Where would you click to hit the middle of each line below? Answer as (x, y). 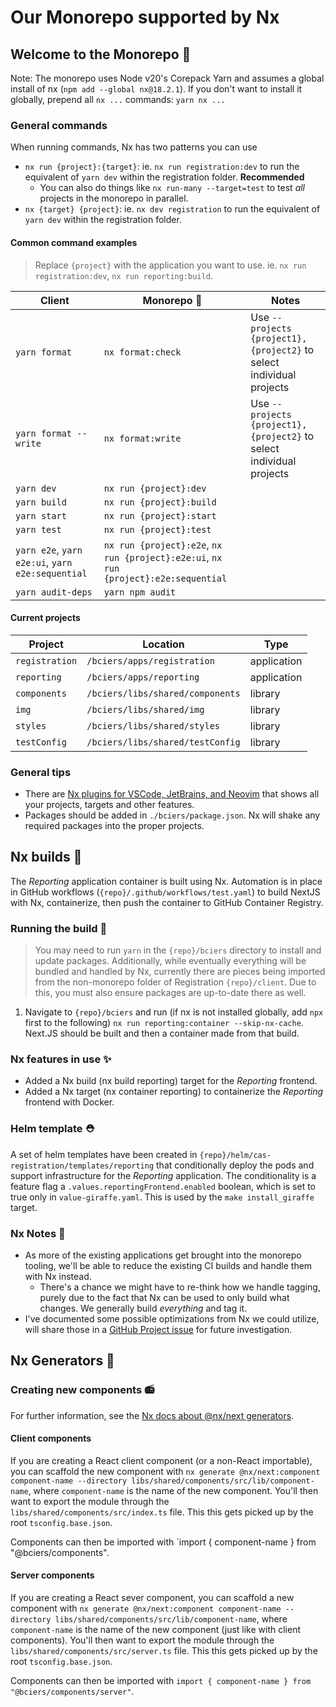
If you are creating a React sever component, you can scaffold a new (152, 1598)
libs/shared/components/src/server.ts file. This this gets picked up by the (164, 1651)
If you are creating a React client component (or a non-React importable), (161, 1460)
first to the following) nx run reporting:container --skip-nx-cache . (164, 1023)
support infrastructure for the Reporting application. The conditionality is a (163, 1175)
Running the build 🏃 (59, 928)
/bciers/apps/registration (150, 660)
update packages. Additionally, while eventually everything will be (170, 961)
